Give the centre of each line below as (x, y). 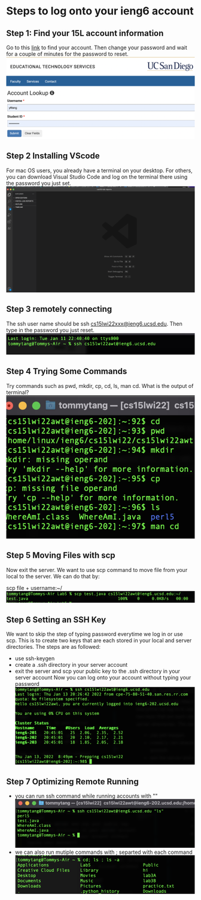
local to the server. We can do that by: (53, 576)
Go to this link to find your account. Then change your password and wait (97, 47)
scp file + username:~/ (34, 588)
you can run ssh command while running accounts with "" (86, 796)
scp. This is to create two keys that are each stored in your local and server (99, 640)
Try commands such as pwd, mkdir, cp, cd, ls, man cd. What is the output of (100, 386)
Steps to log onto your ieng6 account (100, 11)
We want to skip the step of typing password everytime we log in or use (95, 634)
